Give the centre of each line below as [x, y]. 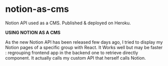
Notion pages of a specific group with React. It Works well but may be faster [84, 47]
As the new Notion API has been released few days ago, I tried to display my [84, 42]
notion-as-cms [37, 9]
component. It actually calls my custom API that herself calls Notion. [76, 58]
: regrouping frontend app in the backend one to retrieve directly [72, 53]
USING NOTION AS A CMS [33, 32]
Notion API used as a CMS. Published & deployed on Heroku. [68, 23]
